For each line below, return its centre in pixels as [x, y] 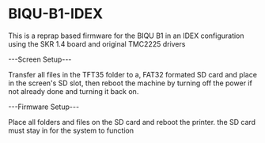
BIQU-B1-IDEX [56, 14]
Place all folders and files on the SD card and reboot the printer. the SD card [132, 122]
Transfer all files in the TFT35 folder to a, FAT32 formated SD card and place [132, 74]
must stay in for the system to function [71, 130]
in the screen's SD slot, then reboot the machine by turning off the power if [131, 83]
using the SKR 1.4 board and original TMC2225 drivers [97, 43]
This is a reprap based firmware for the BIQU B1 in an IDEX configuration [126, 36]
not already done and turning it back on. [74, 91]
